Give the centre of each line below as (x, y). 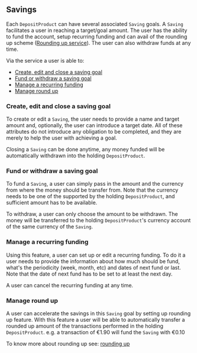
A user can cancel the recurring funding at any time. (70, 285)
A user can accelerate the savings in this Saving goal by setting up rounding (98, 313)
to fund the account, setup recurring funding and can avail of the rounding (97, 36)
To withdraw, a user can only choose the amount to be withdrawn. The (92, 214)
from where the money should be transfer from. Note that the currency (92, 190)
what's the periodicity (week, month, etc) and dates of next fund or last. (94, 267)
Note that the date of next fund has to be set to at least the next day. (89, 274)
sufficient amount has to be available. (52, 203)
